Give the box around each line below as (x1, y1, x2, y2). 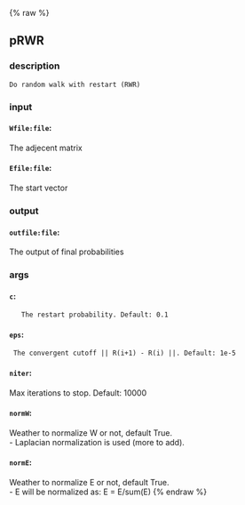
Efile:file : (9, 163, 52, 173)
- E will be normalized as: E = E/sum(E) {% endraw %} (9, 486, 207, 497)
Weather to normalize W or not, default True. (9, 427, 173, 438)
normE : (9, 457, 33, 468)
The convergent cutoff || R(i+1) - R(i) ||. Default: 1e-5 (12, 349, 237, 358)
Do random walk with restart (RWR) (9, 80, 141, 89)
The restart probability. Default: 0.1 (20, 310, 169, 319)
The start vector (9, 182, 68, 194)
